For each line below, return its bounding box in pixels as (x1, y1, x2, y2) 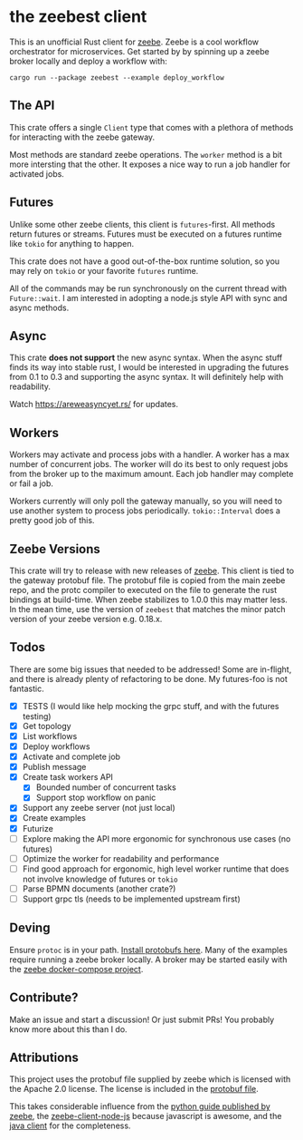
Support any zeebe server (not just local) (22, 803, 175, 814)
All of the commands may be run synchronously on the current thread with (9, 283, 288, 294)
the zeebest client (9, 6, 147, 27)
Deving (9, 921, 51, 936)
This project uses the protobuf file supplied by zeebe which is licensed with (9, 1074, 291, 1085)
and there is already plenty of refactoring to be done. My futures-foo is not (9, 673, 288, 684)
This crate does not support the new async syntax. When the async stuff (9, 352, 283, 364)
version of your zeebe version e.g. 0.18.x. (9, 614, 163, 624)
